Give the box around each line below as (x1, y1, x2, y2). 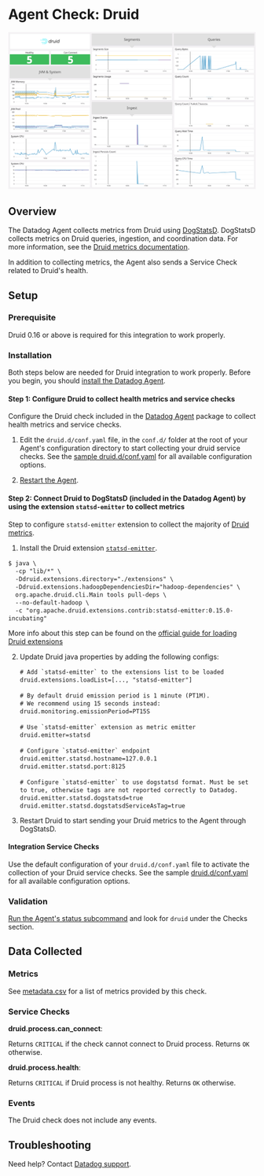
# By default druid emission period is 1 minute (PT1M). (19, 691, 211, 700)
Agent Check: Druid (8, 6, 140, 24)
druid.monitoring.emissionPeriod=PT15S (19, 707, 151, 716)
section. (8, 923, 35, 932)
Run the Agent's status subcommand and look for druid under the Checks (8, 914, 247, 923)
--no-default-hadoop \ (15, 598, 90, 607)
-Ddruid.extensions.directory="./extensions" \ (15, 575, 174, 583)
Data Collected (8, 945, 82, 958)
